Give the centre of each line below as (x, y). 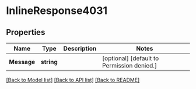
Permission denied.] (129, 65)
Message (22, 62)
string (49, 62)
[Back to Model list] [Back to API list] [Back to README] (73, 80)
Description (80, 49)
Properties (26, 32)
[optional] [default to (130, 58)
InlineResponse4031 (57, 11)
